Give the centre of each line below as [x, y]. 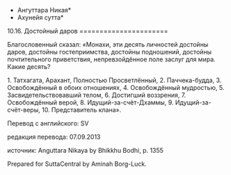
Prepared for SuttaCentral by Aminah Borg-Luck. [77, 164]
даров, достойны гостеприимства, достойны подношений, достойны [110, 52]
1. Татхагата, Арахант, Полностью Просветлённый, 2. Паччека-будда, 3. [114, 80]
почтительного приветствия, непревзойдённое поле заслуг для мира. [111, 59]
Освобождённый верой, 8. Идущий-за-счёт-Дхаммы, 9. [90, 102]
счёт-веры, [24, 110]
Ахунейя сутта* [40, 17]
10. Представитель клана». [81, 110]
